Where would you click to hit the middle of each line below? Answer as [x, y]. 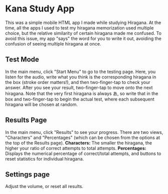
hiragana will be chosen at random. [42, 104]
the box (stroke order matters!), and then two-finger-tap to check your [78, 82]
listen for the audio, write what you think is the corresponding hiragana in [81, 77]
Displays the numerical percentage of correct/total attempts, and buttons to [83, 153]
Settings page [28, 174]
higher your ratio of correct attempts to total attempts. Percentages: [76, 148]
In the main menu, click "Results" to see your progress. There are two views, [84, 132]
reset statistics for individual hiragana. [45, 158]
